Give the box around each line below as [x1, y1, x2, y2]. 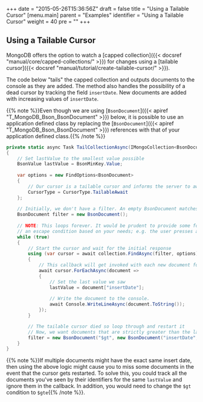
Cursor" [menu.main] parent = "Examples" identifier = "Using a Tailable [6, 11, 184, 19]
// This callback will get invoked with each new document [38, 262, 190, 268]
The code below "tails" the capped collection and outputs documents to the [6, 75, 195, 83]
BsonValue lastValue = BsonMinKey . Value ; [17, 161, 123, 167]
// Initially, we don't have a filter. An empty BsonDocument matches [17, 206, 199, 212]
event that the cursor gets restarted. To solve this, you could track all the [6, 369, 187, 377]
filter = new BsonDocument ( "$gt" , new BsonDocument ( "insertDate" [28, 334, 196, 340]
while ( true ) [17, 234, 50, 240]
